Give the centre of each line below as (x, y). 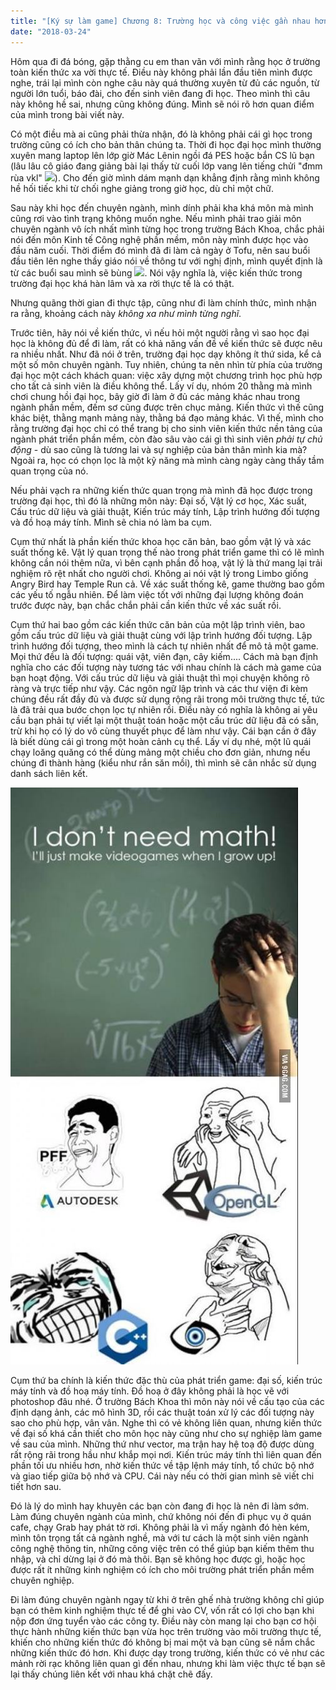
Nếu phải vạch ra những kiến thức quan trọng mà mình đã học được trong (161, 490)
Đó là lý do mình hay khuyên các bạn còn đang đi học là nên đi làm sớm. (160, 1506)
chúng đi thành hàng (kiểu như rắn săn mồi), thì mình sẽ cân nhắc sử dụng (163, 762)
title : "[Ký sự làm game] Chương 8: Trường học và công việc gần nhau (160, 21)
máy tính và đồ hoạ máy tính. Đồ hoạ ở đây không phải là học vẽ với (150, 1391)
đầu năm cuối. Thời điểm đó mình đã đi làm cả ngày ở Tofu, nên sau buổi (160, 250)
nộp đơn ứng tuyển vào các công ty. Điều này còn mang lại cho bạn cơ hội (163, 1621)
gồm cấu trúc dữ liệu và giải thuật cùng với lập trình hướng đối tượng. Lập (161, 635)
